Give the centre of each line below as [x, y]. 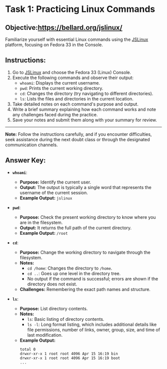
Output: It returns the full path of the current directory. [76, 228]
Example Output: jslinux [46, 198]
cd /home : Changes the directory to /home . [70, 268]
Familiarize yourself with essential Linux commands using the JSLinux [77, 39]
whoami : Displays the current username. [60, 83]
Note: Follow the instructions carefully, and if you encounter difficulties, [79, 134]
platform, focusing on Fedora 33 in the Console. [54, 45]
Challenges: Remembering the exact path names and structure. [85, 289]
